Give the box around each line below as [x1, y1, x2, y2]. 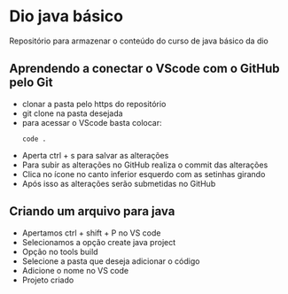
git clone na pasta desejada [21, 108, 123, 119]
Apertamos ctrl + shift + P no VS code [21, 228, 161, 238]
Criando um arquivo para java [9, 204, 175, 219]
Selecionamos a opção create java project [21, 236, 176, 247]
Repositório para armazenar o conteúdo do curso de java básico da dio [9, 35, 269, 46]
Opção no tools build [21, 246, 99, 257]
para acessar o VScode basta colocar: [21, 117, 162, 128]
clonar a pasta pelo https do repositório [21, 98, 167, 109]
